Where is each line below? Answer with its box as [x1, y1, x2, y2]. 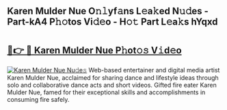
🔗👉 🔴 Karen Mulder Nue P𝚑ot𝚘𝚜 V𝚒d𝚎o [7, 44, 183, 56]
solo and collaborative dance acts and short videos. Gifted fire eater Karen [7, 81, 217, 89]
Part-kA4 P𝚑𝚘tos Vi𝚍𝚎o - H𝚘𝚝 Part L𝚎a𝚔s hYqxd [7, 16, 218, 28]
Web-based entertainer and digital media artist [88, 66, 220, 74]
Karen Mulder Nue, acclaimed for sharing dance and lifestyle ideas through [7, 74, 219, 81]
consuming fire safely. [7, 96, 70, 103]
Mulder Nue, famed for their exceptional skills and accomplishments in [7, 88, 206, 96]
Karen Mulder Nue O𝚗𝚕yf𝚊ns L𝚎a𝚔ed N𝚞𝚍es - [7, 5, 209, 17]
